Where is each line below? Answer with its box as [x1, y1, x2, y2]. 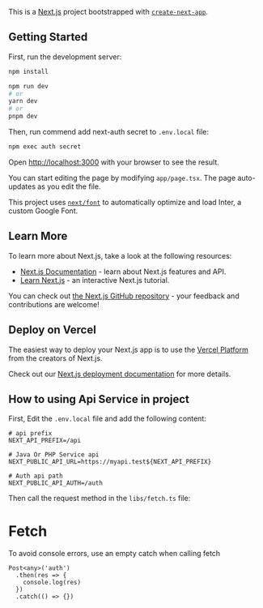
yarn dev [8, 97, 38, 105]
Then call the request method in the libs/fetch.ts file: [8, 494, 191, 503]
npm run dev [8, 82, 49, 90]
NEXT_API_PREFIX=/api [8, 437, 82, 445]
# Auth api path [8, 472, 63, 481]
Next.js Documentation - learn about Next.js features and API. [19, 267, 227, 276]
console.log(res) [23, 579, 82, 587]
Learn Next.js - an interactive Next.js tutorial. [19, 275, 170, 285]
